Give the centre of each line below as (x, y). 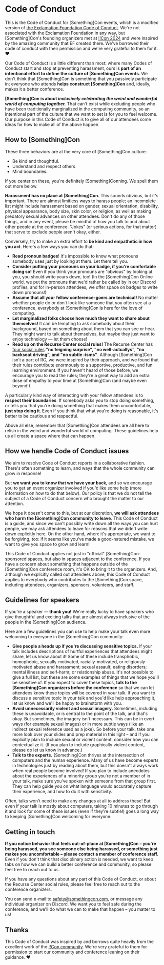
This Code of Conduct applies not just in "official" (55, 553)
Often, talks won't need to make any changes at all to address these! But (78, 801)
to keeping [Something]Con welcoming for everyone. (58, 817)
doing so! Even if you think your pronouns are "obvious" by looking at (82, 272)
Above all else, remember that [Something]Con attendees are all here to (77, 425)
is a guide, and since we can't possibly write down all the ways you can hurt (82, 523)
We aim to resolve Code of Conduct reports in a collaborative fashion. (75, 463)
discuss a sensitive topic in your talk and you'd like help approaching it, (84, 698)
